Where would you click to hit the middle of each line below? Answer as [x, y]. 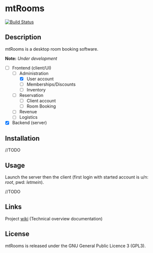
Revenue [28, 112]
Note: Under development [31, 58]
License [17, 234]
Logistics [28, 117]
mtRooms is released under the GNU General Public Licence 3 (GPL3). [75, 246]
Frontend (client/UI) [32, 68]
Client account [41, 101]
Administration [34, 73]
